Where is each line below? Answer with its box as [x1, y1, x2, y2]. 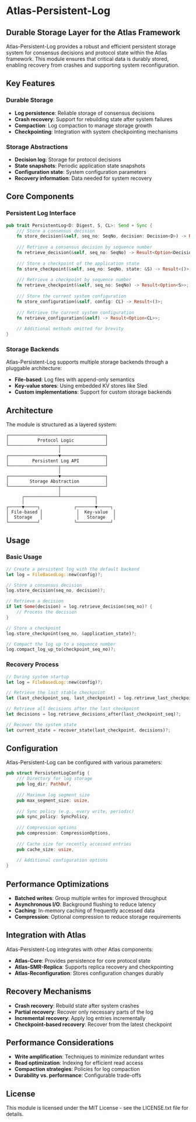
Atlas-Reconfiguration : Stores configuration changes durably [14, 969, 164, 976]
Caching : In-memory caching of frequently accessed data [14, 907, 155, 914]
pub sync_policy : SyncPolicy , [16, 814, 90, 820]
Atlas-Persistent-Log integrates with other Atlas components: [6, 946, 153, 953]
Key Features [6, 78, 55, 88]
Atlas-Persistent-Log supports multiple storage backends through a [6, 358, 169, 365]
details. [6, 1111, 24, 1118]
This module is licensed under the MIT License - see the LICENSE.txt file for [6, 1104, 188, 1111]
